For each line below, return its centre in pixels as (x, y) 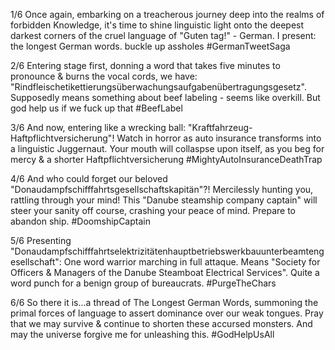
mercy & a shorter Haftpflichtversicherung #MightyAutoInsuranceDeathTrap (166, 159)
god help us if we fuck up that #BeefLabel (96, 108)
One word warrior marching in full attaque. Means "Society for (192, 262)
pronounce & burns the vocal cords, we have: (104, 76)
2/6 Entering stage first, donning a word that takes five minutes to (145, 65)
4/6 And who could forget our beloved (89, 178)
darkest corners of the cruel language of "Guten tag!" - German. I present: (163, 35)
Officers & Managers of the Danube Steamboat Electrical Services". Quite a (165, 272)
